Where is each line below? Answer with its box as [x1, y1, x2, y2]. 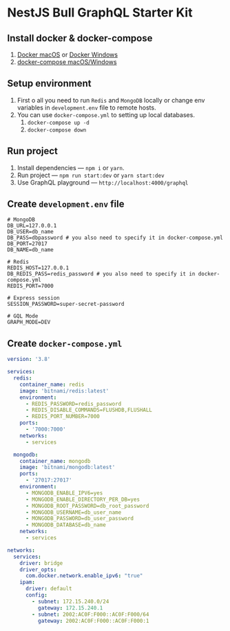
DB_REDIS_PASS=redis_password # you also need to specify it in [7, 271, 196, 278]
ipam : [19, 579, 36, 586]
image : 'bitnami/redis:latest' [19, 387, 109, 394]
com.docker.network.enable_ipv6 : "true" [25, 572, 143, 579]
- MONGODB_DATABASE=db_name [25, 521, 107, 528]
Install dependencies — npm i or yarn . [17, 163, 125, 172]
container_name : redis [19, 381, 85, 388]
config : [25, 592, 48, 599]
